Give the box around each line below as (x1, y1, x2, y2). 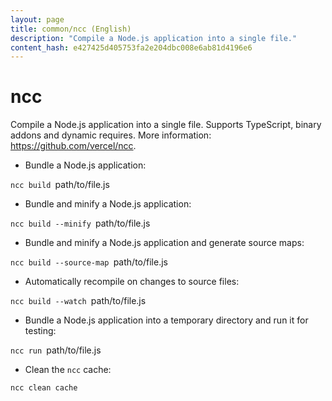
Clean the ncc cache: (24, 364, 112, 376)
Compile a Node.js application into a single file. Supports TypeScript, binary (10, 119, 322, 131)
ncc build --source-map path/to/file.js (10, 256, 168, 268)
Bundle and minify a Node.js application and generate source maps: (24, 237, 305, 249)
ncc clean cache (10, 383, 78, 393)
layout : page (10, 14, 65, 25)
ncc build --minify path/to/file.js (10, 217, 151, 230)
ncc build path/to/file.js (10, 179, 110, 191)
